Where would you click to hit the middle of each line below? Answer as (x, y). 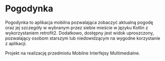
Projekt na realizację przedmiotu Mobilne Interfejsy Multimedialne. (73, 53)
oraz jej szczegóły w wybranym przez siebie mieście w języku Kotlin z (77, 27)
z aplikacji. (16, 43)
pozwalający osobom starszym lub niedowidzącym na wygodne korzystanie (83, 38)
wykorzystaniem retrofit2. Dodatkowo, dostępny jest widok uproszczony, (80, 33)
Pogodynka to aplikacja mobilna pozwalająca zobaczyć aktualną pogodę (79, 22)
